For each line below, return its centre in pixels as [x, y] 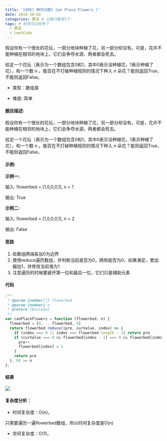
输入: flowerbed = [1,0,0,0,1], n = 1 [39, 187]
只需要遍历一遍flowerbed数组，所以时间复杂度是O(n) [59, 423]
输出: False [16, 229]
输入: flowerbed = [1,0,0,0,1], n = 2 [40, 219]
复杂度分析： [18, 400]
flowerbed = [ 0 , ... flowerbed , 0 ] [45, 324]
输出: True [15, 198]
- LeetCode [21, 33]
